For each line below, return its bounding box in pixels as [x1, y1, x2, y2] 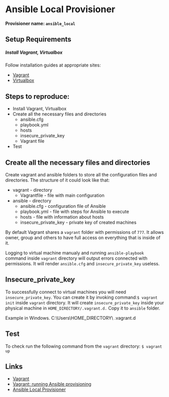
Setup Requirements [5, 35, 72, 44]
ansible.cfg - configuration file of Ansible [20, 203, 106, 209]
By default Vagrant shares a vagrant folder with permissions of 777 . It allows [5, 229, 164, 235]
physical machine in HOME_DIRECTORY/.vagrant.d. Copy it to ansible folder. [5, 305, 160, 311]
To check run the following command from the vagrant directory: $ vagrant [5, 343, 162, 349]
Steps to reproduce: [5, 92, 70, 101]
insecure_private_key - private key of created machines [20, 219, 137, 225]
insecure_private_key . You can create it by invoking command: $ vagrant [5, 294, 158, 300]
